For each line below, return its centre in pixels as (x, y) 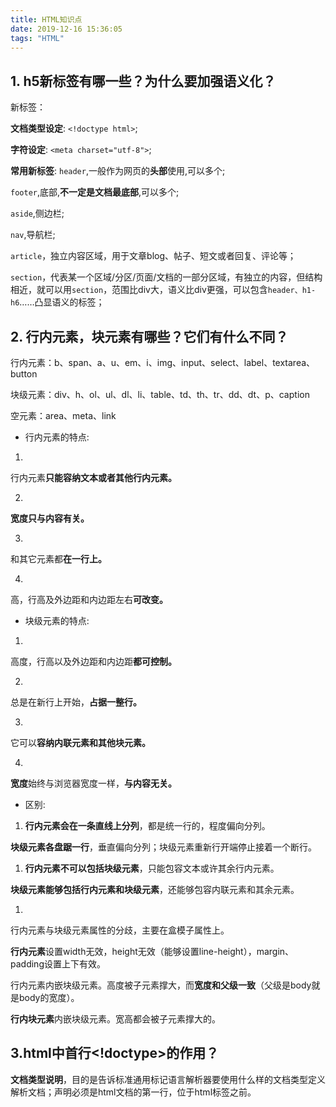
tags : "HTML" (37, 38)
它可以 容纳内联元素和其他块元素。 (80, 742)
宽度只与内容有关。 (50, 518)
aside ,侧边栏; (37, 213)
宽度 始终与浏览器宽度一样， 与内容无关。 (93, 783)
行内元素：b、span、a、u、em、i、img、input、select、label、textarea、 (163, 362)
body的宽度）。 (49, 997)
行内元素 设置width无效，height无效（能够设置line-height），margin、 (152, 951)
